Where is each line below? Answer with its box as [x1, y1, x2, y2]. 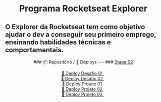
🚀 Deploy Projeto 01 [61, 81, 103, 87]
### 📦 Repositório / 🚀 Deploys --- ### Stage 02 [33, 59, 133, 65]
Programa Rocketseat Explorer [19, 3, 148, 14]
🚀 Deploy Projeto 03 [61, 92, 103, 97]
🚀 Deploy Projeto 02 [61, 86, 103, 92]
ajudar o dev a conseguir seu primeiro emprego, [5, 30, 157, 38]
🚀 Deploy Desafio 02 [61, 76, 103, 81]
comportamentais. [5, 45, 64, 54]
